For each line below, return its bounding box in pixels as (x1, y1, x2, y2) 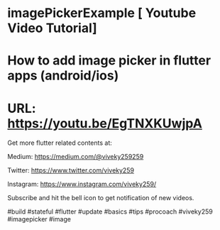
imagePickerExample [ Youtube (7, 5, 197, 21)
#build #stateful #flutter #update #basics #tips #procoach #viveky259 (7, 207, 213, 216)
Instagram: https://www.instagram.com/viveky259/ (7, 180, 157, 189)
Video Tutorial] (7, 20, 97, 36)
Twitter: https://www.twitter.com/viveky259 (7, 166, 135, 175)
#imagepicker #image (7, 215, 71, 224)
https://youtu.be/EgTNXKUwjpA (7, 115, 202, 131)
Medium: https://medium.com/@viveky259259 (7, 153, 144, 161)
